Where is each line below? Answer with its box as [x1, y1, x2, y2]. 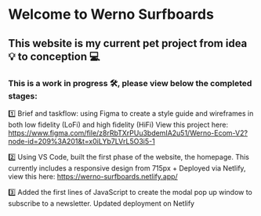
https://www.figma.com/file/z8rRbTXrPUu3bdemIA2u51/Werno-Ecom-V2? [8, 128, 248, 138]
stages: [8, 90, 38, 101]
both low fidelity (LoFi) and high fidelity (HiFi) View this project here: [8, 120, 229, 129]
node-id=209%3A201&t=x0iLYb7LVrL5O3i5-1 [8, 136, 155, 146]
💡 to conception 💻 [8, 49, 100, 63]
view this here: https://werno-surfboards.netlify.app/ [8, 171, 178, 181]
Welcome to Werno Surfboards [8, 5, 214, 23]
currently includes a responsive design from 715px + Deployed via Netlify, [8, 163, 246, 173]
